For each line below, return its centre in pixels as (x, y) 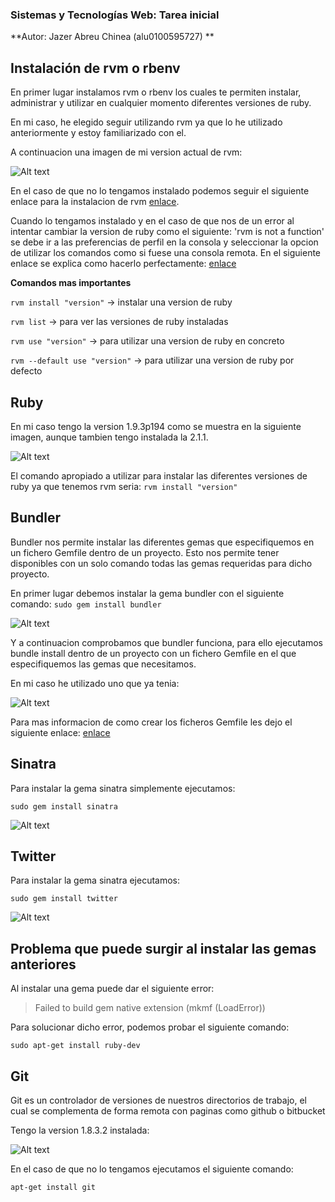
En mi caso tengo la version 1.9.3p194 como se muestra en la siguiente (156, 426)
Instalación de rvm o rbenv (95, 68)
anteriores (43, 964)
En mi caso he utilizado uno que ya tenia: (95, 683)
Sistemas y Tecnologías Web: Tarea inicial (115, 15)
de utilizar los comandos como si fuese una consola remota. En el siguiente (166, 253)
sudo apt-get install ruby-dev (75, 1046)
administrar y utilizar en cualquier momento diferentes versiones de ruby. (161, 103)
